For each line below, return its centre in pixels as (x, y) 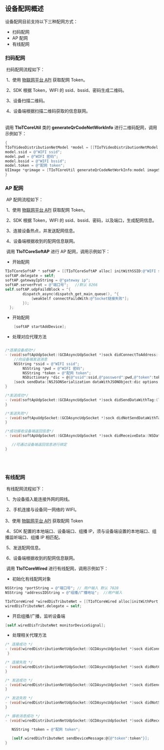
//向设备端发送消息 (31, 359)
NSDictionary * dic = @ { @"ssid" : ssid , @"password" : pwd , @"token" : (88, 378)
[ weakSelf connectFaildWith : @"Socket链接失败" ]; (80, 299)
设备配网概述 (24, 9)
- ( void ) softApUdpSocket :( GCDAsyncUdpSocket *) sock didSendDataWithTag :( (82, 400)
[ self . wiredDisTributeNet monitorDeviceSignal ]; (55, 625)
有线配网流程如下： (25, 489)
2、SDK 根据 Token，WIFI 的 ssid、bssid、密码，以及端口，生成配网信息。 (82, 220)
